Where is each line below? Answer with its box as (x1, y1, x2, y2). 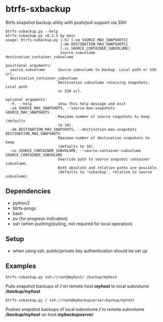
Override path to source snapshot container (58, 157, 150, 162)
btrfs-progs (12, 205, 36, 211)
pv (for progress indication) (12, 215, 68, 221)
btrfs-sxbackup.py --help (5, 29, 58, 34)
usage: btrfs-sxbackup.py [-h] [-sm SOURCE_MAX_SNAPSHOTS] (5, 38, 128, 42)
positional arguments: (5, 63, 52, 68)
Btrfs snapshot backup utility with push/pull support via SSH (5, 19, 127, 25)
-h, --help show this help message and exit (10, 101, 126, 106)
